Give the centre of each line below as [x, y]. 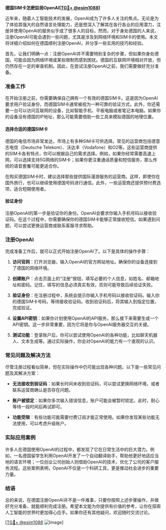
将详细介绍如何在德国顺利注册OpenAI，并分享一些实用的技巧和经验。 [76, 43]
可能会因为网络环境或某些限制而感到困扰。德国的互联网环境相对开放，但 [87, 60]
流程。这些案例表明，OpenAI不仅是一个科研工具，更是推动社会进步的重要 [84, 468]
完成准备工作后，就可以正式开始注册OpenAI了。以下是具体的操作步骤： [78, 251]
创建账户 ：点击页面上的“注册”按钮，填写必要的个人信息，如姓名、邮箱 [83, 278]
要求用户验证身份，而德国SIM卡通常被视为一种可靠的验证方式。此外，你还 [81, 104]
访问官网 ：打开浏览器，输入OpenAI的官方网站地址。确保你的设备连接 [83, 262]
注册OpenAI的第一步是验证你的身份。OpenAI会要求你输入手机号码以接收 [79, 213]
